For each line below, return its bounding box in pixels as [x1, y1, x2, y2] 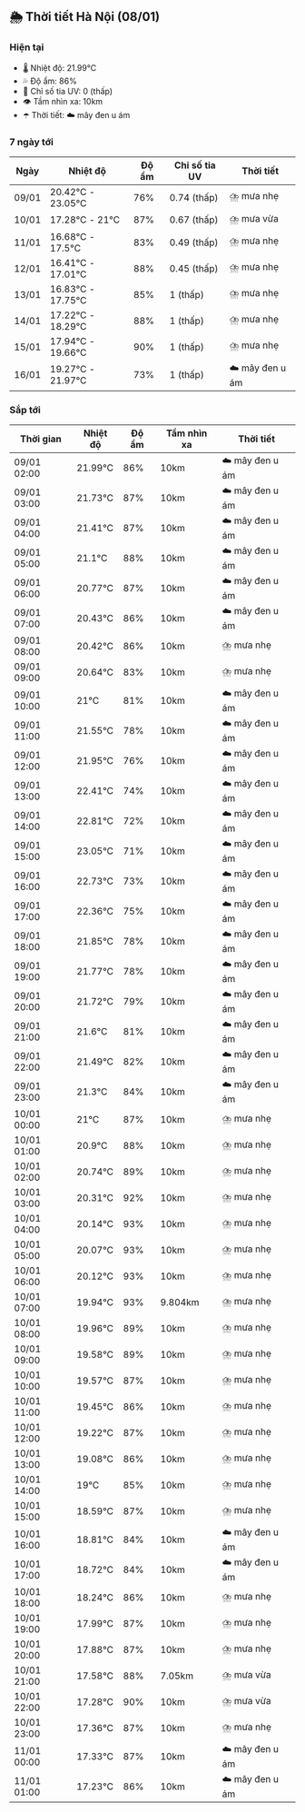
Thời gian [19, 432, 62, 445]
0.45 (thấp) [169, 262, 219, 274]
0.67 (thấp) [169, 213, 219, 226]
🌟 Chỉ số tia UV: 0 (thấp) [22, 85, 113, 96]
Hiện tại [9, 41, 44, 54]
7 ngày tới [9, 135, 54, 148]
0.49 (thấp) [169, 236, 219, 249]
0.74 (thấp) [169, 191, 219, 203]
